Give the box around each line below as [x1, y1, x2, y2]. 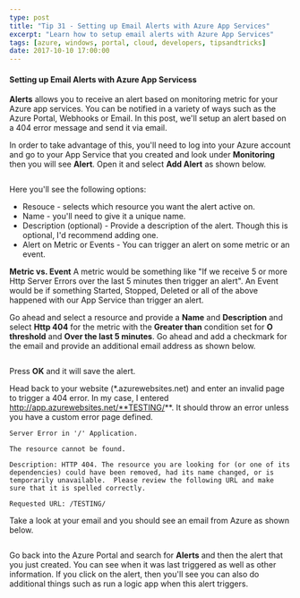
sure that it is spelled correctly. [9, 484, 146, 493]
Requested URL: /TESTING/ [9, 500, 106, 508]
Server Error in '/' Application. [9, 429, 139, 439]
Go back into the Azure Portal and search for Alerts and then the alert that [9, 550, 284, 560]
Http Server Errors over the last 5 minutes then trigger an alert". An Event [9, 276, 279, 286]
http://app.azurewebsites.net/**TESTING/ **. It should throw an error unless [9, 402, 289, 413]
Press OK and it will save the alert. [9, 366, 136, 377]
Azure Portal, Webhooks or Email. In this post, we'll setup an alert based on [9, 113, 287, 124]
